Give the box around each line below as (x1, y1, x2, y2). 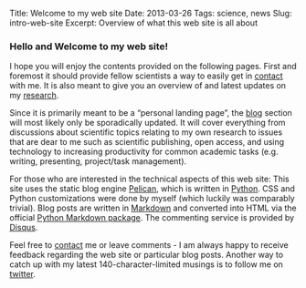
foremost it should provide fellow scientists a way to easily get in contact (9, 70, 283, 81)
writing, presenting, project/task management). (9, 156, 187, 167)
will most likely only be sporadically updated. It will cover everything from (9, 118, 286, 129)
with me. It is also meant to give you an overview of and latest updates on (9, 80, 286, 91)
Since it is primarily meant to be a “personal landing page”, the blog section (9, 108, 292, 118)
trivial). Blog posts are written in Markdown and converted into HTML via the (9, 202, 297, 213)
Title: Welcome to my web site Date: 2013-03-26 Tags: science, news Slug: (9, 8, 292, 18)
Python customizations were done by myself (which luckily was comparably (9, 193, 295, 204)
